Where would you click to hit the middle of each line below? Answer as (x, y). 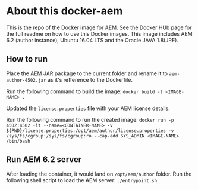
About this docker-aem (65, 11)
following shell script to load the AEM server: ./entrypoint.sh (82, 180)
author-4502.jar (26, 80)
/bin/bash (18, 141)
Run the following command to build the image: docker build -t (85, 91)
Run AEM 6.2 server (44, 160)
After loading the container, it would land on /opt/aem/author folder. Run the (99, 174)
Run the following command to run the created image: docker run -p (90, 119)
